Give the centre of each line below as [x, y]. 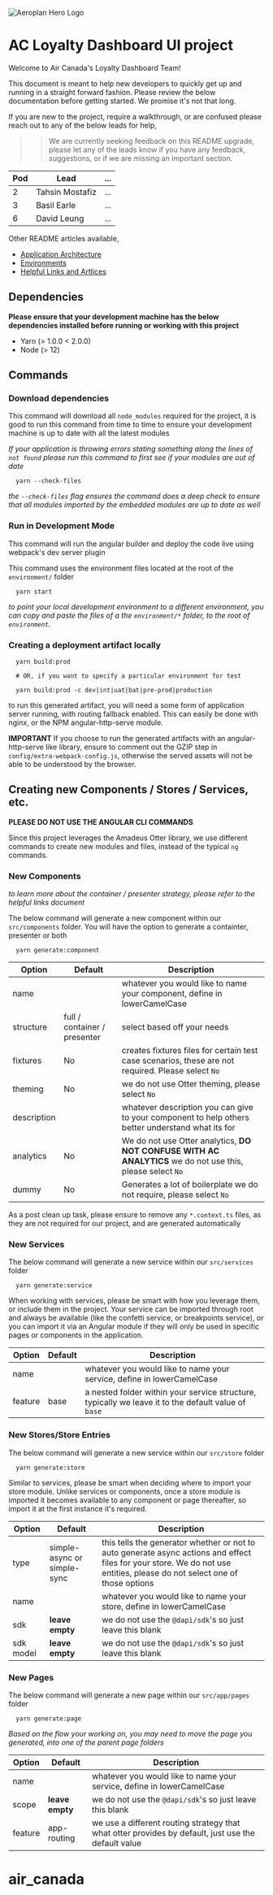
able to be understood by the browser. [72, 765]
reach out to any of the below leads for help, [82, 125]
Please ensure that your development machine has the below [114, 316]
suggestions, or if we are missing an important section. [141, 158]
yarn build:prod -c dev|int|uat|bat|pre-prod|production [114, 691]
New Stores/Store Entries [60, 1435]
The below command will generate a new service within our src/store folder [136, 1453]
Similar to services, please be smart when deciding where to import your [130, 1482]
